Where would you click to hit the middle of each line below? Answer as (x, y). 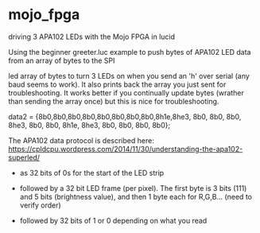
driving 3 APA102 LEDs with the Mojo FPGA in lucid (92, 37)
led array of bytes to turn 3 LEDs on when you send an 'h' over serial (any (129, 76)
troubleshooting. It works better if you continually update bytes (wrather (126, 92)
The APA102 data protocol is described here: (81, 140)
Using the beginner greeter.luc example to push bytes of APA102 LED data (130, 52)
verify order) (40, 205)
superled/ (24, 157)
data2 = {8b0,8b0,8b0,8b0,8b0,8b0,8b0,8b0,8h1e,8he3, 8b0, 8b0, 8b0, (125, 116)
